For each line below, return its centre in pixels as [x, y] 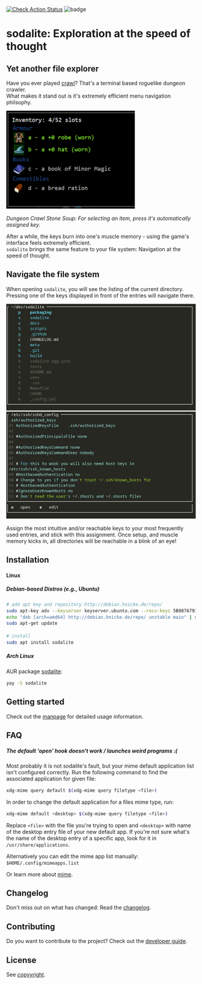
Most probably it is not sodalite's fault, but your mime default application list [100, 766]
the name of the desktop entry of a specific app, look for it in [81, 838]
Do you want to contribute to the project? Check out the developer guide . [97, 941]
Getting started [35, 702]
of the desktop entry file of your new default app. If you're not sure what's [98, 832]
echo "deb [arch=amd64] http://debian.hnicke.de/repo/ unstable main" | [99, 617]
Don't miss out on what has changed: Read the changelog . [79, 907]
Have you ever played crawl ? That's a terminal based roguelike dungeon [96, 83]
